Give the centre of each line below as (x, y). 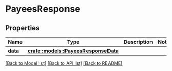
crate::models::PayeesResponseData (73, 51)
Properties (23, 28)
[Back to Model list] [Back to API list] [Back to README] (64, 63)
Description (138, 42)
